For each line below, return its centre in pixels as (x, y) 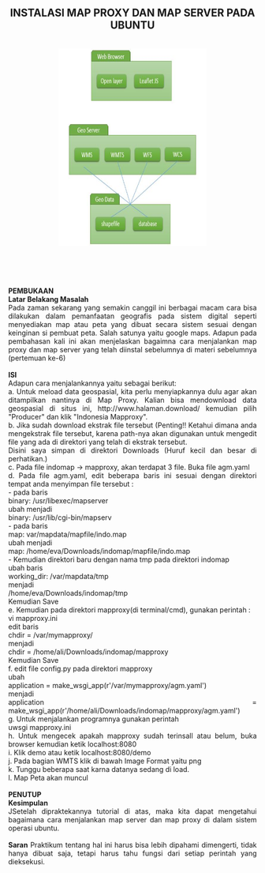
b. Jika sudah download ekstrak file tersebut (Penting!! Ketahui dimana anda (132, 425)
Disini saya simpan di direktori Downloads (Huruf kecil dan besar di (132, 450)
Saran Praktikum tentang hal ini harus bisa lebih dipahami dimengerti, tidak (132, 845)
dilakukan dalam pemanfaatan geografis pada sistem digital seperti (132, 316)
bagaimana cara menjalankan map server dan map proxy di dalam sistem (132, 819)
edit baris (24, 627)
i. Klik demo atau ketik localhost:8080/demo (80, 752)
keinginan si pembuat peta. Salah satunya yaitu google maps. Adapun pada (132, 333)
